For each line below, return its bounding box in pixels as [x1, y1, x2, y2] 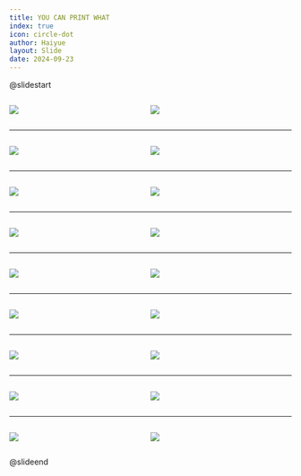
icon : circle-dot [9, 30, 74, 39]
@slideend [9, 456, 49, 467]
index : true [9, 22, 54, 30]
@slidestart [9, 80, 52, 90]
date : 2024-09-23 [9, 55, 74, 64]
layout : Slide [9, 47, 63, 56]
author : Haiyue [9, 38, 66, 48]
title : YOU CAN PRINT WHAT [9, 13, 110, 22]
